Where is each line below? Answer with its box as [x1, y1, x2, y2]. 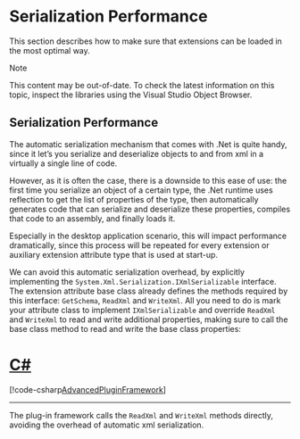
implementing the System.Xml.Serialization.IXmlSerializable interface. [9, 276, 277, 286]
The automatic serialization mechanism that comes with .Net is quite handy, [9, 138, 287, 149]
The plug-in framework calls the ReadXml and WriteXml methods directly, [9, 410, 274, 420]
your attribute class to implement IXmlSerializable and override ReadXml [9, 304, 276, 315]
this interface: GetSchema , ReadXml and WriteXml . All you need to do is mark [9, 294, 281, 305]
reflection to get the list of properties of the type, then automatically [9, 194, 259, 204]
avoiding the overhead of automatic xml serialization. [9, 419, 204, 430]
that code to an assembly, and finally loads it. [9, 212, 176, 224]
